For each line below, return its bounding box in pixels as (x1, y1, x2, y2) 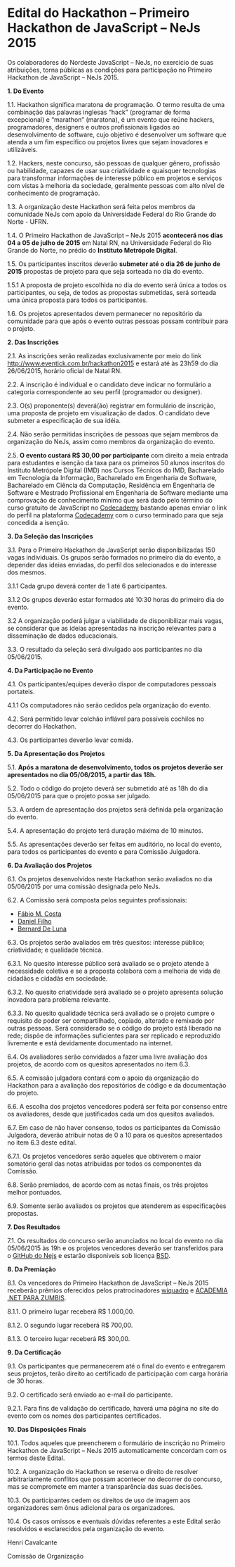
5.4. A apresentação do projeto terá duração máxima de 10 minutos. (7, 826, 203, 835)
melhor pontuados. (7, 1188, 62, 1196)
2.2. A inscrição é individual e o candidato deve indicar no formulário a (7, 380, 212, 389)
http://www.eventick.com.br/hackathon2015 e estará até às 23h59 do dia (7, 359, 219, 367)
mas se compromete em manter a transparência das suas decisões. (7, 1482, 203, 1490)
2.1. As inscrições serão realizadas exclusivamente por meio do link (7, 351, 202, 360)
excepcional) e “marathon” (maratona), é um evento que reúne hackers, (7, 115, 215, 124)
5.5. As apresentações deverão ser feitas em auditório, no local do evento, (7, 840, 222, 848)
